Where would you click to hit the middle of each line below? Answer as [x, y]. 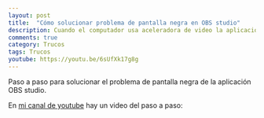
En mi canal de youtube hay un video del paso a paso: [95, 105]
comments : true [33, 37]
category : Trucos [37, 45]
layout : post [29, 15]
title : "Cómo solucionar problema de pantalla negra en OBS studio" [125, 23]
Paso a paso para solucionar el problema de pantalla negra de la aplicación [130, 81]
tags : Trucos [29, 52]
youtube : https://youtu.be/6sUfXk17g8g [73, 60]
